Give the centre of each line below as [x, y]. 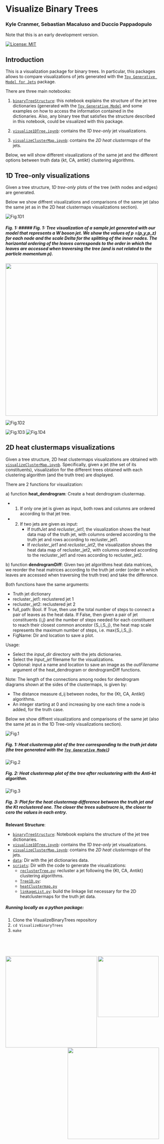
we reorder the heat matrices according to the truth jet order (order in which [82, 570]
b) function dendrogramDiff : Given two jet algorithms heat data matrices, [79, 564]
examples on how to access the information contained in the [73, 111]
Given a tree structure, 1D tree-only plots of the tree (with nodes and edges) [82, 187]
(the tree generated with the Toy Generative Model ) [58, 750]
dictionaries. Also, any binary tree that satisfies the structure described [84, 116]
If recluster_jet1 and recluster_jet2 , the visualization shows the [90, 545]
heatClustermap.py [38, 886]
